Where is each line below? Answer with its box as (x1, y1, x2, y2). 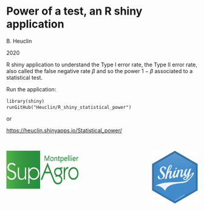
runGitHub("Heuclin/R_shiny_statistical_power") (6, 104, 132, 110)
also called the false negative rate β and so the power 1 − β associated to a (6, 67, 193, 74)
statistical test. (6, 74, 43, 81)
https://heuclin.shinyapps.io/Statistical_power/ (6, 127, 123, 134)
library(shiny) (6, 98, 45, 104)
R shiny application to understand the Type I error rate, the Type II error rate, (6, 61, 197, 68)
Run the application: (6, 85, 56, 93)
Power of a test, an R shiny (6, 4, 143, 18)
